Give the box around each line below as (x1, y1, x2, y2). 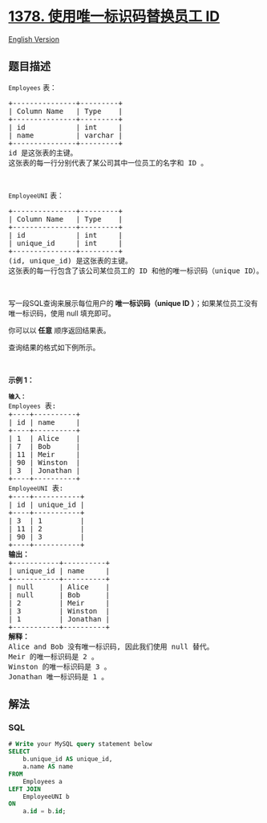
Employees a (22, 777, 63, 785)
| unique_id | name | (8, 566, 111, 575)
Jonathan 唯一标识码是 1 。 (8, 672, 109, 681)
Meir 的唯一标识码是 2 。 (8, 652, 99, 661)
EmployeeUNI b (22, 792, 70, 801)
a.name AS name (22, 763, 74, 771)
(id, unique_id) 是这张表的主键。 (8, 256, 132, 265)
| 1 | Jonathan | (8, 614, 111, 623)
